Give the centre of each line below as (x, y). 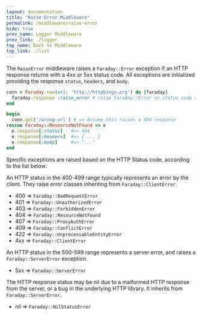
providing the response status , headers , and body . (68, 81)
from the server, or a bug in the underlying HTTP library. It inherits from (95, 288)
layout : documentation (35, 12)
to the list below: (27, 166)
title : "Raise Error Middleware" (48, 17)
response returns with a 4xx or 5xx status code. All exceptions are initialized (101, 74)
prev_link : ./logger (32, 40)
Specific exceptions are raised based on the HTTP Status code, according (98, 159)
